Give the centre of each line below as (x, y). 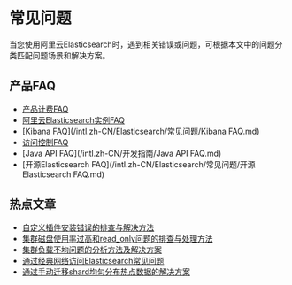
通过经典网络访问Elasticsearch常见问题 (93, 260)
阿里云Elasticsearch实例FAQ (73, 119)
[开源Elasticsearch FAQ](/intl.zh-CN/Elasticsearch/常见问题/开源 (138, 164)
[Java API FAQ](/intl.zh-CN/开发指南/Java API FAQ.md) (122, 153)
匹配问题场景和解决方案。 (63, 55)
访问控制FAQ (45, 142)
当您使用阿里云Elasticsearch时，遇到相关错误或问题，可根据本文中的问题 (142, 44)
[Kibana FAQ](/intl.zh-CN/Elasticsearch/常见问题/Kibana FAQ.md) (141, 131)
